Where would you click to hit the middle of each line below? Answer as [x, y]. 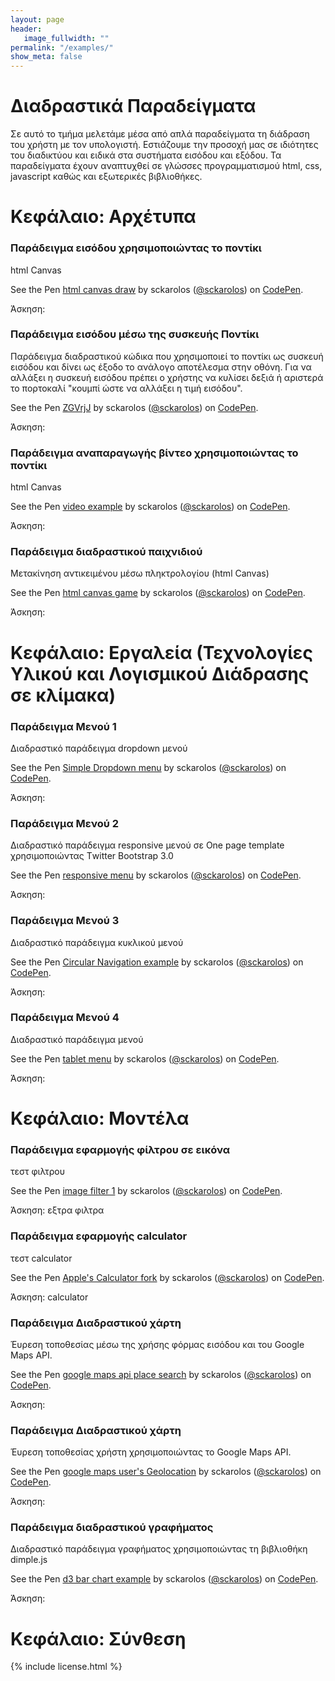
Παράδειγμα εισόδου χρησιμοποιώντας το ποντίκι [136, 248]
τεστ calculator [41, 1258]
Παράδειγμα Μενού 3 [65, 921]
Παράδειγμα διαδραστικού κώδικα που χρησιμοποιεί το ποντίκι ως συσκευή [167, 356]
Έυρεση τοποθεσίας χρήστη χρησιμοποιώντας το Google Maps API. [151, 1452]
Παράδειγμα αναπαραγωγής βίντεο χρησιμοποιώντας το [154, 453]
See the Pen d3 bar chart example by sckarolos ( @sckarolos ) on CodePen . [164, 1579]
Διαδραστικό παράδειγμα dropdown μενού [99, 748]
